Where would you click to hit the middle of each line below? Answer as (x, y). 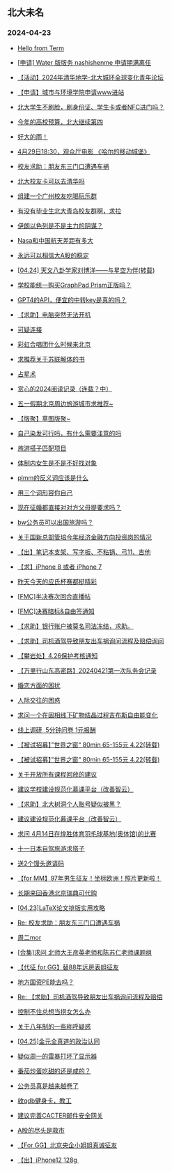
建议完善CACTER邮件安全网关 (60, 1115)
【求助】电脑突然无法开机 (54, 314)
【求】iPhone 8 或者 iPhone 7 (60, 567)
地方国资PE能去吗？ (46, 982)
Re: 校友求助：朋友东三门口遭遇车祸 (69, 923)
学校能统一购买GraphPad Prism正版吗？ (74, 285)
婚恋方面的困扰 (39, 685)
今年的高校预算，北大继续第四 (60, 121)
